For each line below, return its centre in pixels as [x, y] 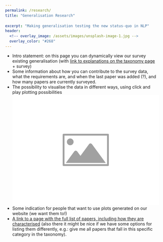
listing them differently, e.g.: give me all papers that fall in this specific [82, 229]
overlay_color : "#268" [32, 42]
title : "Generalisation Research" [40, 15]
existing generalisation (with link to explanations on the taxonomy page [83, 61]
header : [13, 31]
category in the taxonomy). [39, 234]
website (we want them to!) [40, 214]
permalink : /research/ [28, 10]
